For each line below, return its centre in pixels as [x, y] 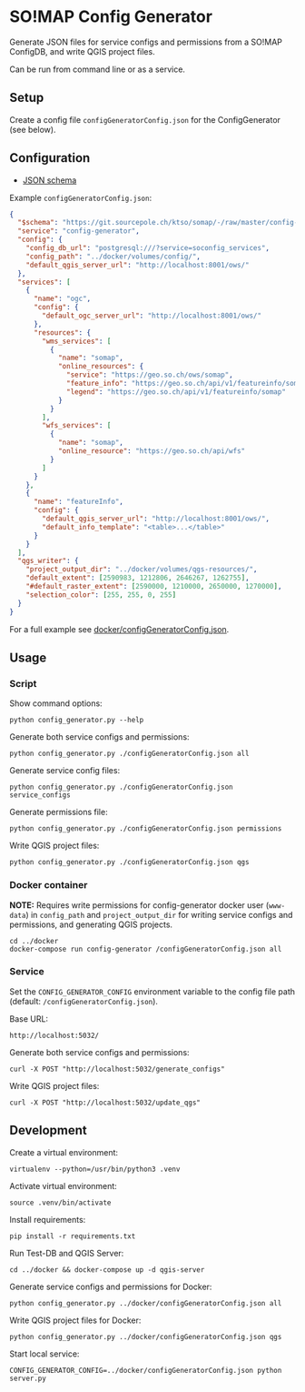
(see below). [33, 129]
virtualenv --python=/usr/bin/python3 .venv [95, 1169]
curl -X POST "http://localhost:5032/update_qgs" [105, 1103]
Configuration [50, 158]
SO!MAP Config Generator [111, 17]
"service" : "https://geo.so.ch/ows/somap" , [150, 375]
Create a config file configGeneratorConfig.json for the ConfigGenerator [145, 119]
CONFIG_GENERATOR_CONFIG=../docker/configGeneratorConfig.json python [146, 1370]
